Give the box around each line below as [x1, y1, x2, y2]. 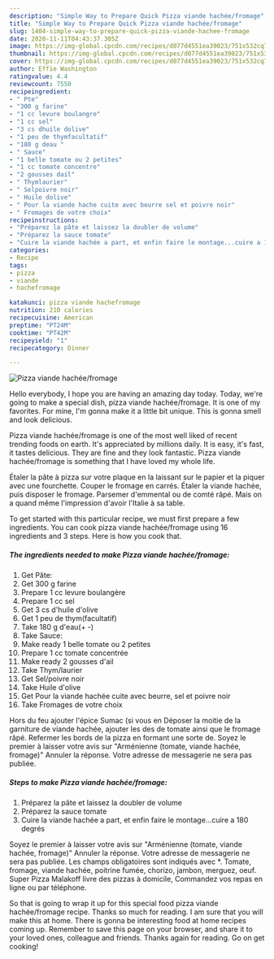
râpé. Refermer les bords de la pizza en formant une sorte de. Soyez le [9, 733, 246, 743]
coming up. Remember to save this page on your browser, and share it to [9, 924, 253, 935]
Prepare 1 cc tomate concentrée [20, 648, 128, 658]
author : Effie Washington [9, 65, 97, 73]
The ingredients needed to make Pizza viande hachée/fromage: [9, 549, 230, 559]
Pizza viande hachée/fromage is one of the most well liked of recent [9, 431, 238, 440]
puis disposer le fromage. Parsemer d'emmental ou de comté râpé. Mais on [9, 489, 263, 500]
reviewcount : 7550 [9, 80, 72, 88]
